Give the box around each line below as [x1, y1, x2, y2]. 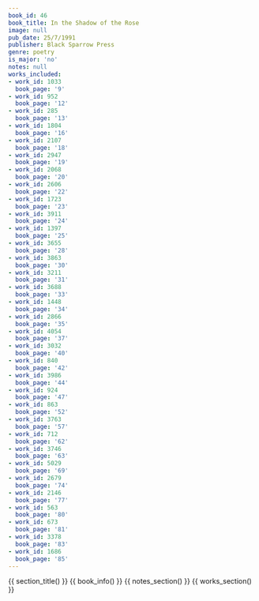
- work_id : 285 [8, 107, 58, 115]
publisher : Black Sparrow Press [8, 41, 114, 49]
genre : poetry [8, 48, 55, 56]
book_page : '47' [15, 393, 69, 401]
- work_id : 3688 [8, 284, 62, 291]
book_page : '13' [15, 115, 69, 122]
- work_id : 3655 [8, 239, 62, 247]
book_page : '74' [15, 481, 69, 490]
